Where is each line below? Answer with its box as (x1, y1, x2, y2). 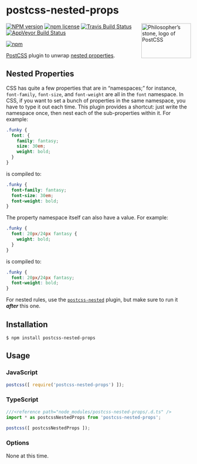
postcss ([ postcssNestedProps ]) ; (6, 425, 91, 431)
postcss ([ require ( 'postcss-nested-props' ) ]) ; (6, 382, 125, 388)
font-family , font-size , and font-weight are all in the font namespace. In (6, 90, 184, 97)
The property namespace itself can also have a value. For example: (6, 214, 168, 221)
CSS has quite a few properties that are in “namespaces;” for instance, (6, 84, 177, 92)
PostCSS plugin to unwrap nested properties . (6, 52, 116, 59)
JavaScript (6, 368, 38, 377)
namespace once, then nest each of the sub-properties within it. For (6, 109, 171, 116)
